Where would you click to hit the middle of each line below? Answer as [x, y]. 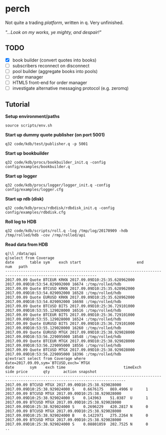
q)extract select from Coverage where [45, 358]
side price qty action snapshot [51, 371]
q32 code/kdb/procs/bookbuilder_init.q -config [56, 162]
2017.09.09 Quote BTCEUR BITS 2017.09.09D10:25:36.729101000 [70, 315]
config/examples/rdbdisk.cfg [35, 212]
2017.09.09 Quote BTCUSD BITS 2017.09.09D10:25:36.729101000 [70, 306]
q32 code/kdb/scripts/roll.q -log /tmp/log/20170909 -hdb [67, 230]
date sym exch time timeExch [73, 367]
